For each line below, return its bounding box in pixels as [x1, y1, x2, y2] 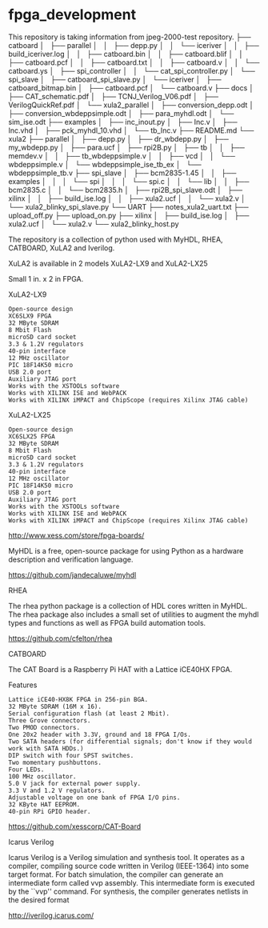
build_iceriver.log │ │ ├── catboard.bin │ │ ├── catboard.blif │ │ [8, 49, 244, 58]
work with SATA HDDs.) [8, 744, 84, 753]
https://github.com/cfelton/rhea [8, 634, 113, 643]
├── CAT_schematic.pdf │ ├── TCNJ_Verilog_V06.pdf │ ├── [8, 91, 218, 101]
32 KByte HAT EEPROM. [8, 800, 81, 809]
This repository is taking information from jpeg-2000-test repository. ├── [8, 32, 251, 42]
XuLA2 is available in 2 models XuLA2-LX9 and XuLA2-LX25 [8, 258, 208, 268]
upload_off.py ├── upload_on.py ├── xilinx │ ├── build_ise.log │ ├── [8, 210, 250, 220]
